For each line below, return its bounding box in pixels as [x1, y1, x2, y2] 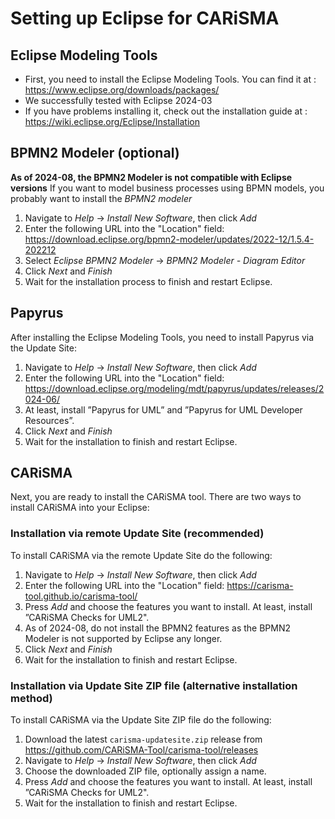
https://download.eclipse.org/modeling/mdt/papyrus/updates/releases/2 [24, 382, 325, 394]
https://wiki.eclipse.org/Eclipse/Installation [24, 116, 201, 127]
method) [10, 691, 53, 705]
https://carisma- [226, 579, 294, 591]
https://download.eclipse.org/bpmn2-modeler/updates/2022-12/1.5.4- [24, 233, 315, 245]
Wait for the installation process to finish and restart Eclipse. [24, 275, 273, 287]
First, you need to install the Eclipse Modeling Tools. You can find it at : [24, 73, 317, 85]
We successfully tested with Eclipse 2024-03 [24, 95, 213, 106]
